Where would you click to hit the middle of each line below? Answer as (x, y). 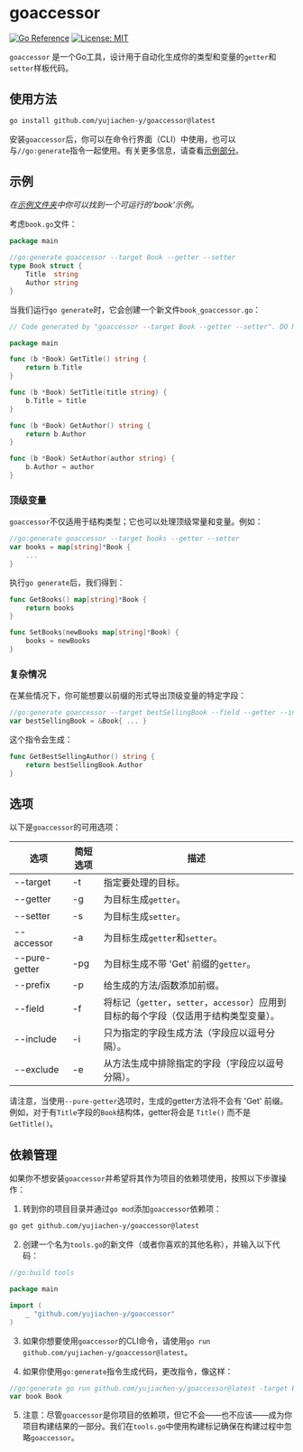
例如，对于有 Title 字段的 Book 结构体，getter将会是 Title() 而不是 (130, 1112)
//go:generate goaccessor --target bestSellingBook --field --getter (143, 713)
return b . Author (56, 434)
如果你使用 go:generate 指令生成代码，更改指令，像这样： (128, 1371)
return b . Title (54, 368)
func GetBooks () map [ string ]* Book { (78, 599)
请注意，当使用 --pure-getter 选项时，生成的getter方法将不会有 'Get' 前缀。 (149, 1101)
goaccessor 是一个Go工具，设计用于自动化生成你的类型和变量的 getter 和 (143, 56)
